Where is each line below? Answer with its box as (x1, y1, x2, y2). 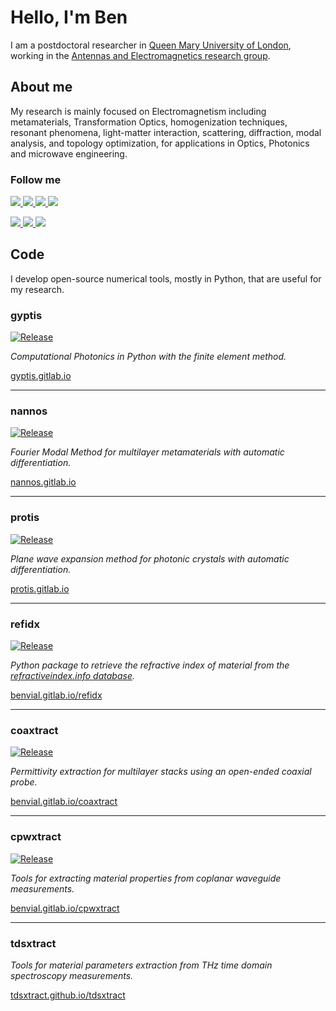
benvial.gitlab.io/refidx (10, 689, 103, 701)
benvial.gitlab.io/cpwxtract (10, 902, 120, 914)
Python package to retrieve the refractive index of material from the (10, 659, 290, 671)
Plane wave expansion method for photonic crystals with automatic (10, 552, 290, 565)
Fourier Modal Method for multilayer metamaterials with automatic (10, 446, 285, 458)
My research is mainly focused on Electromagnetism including (10, 105, 267, 117)
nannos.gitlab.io (10, 476, 77, 488)
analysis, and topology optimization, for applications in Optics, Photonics (10, 137, 310, 149)
